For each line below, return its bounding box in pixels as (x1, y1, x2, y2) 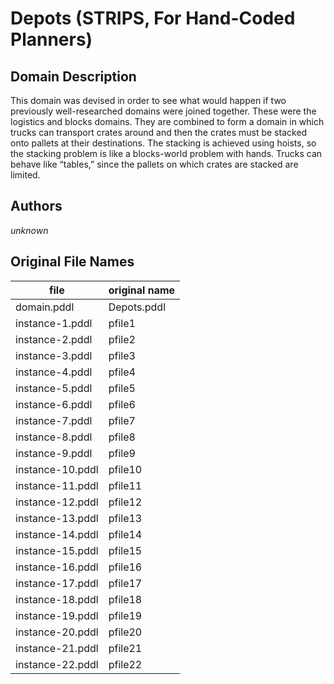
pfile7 (108, 413, 136, 427)
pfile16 (108, 560, 143, 574)
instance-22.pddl (15, 657, 99, 671)
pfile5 (108, 381, 136, 395)
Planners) (10, 28, 93, 51)
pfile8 (108, 430, 136, 444)
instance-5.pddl (15, 381, 93, 395)
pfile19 (108, 608, 143, 622)
